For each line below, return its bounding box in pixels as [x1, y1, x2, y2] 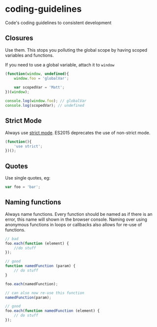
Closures [5, 34, 33, 42]
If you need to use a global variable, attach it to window [5, 61, 115, 67]
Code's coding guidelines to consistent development [5, 20, 112, 26]
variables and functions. [5, 52, 54, 58]
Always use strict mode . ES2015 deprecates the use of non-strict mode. [5, 129, 151, 136]
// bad [5, 236, 19, 241]
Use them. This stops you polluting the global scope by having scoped [5, 47, 148, 53]
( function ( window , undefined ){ [5, 71, 69, 76]
